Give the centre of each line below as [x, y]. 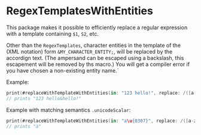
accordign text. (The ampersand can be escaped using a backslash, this [95, 58]
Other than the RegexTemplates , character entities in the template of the [94, 45]
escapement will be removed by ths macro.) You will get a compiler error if [98, 64]
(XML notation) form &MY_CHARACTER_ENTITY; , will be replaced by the [89, 51]
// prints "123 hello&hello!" [44, 98]
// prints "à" [24, 126]
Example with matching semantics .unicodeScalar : [68, 110]
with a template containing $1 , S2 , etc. [52, 33]
